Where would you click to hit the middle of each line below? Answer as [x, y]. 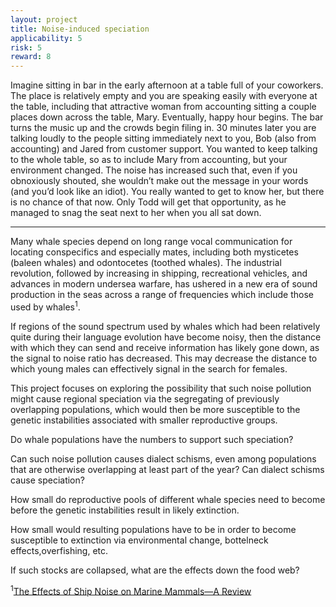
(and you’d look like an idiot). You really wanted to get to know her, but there [167, 192]
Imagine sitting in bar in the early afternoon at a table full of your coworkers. [167, 85]
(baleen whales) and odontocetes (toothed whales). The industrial [146, 263]
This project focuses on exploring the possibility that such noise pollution [161, 388]
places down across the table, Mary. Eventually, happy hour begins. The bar [167, 117]
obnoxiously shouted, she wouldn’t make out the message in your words [159, 181]
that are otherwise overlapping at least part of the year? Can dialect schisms [167, 469]
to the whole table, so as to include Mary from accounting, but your [149, 160]
